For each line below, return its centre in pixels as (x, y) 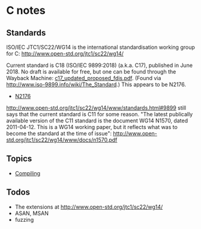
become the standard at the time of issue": (59, 133)
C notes (26, 11)
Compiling (28, 173)
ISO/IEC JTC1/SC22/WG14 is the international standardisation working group (100, 47)
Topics (19, 159)
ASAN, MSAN (32, 213)
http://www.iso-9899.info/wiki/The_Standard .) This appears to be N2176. (96, 84)
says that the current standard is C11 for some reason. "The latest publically (100, 114)
